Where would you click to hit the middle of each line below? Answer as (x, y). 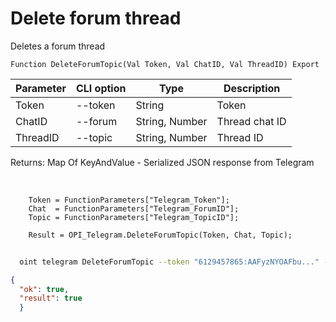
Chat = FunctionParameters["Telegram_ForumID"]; (134, 208)
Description (252, 88)
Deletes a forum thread (58, 46)
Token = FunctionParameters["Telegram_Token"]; (129, 200)
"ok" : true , (44, 289)
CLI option (101, 88)
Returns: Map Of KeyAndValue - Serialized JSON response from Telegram (162, 162)
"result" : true (51, 298)
